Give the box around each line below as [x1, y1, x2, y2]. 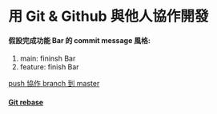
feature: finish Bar [19, 62, 79, 72]
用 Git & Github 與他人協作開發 [8, 7, 209, 26]
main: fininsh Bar [19, 53, 76, 64]
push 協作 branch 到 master [8, 79, 100, 88]
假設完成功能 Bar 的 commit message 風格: [8, 35, 151, 45]
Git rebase [8, 97, 44, 107]
